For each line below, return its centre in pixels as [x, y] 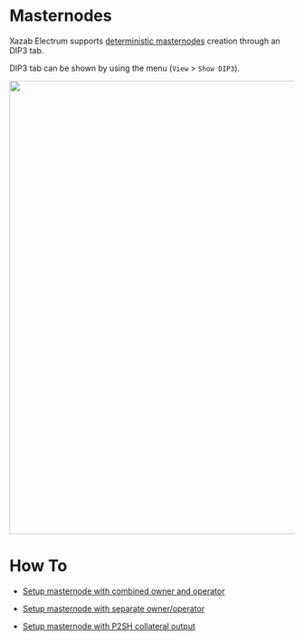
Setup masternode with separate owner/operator [114, 608]
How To [38, 566]
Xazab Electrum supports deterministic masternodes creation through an [145, 41]
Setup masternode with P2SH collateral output [109, 625]
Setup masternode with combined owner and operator [123, 591]
